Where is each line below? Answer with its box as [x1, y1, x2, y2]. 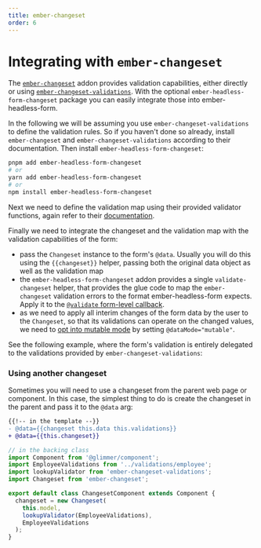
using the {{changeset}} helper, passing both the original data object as [19, 258, 251, 267]
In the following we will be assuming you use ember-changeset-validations [8, 119, 249, 128]
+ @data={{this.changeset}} [8, 432, 100, 440]
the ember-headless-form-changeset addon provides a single [19, 274, 213, 283]
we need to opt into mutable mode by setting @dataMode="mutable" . [19, 324, 235, 334]
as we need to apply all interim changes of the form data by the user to [19, 308, 248, 317]
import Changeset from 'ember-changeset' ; [8, 476, 149, 484]
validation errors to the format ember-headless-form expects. [53, 291, 252, 301]
